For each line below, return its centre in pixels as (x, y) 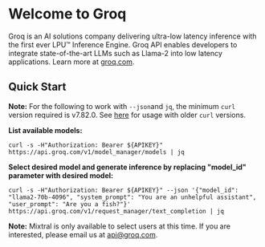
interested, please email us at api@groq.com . (83, 234)
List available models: (45, 130)
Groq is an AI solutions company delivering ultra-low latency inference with (132, 36)
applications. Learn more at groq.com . (71, 62)
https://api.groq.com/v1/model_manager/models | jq (96, 152)
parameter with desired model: (61, 175)
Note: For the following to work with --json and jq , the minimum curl (122, 106)
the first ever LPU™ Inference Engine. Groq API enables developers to (123, 44)
